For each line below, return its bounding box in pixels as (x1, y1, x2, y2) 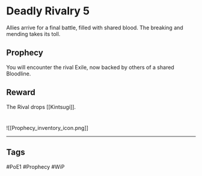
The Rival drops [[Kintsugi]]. (6, 103, 76, 110)
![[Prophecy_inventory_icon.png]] (6, 124, 89, 131)
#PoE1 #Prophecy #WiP (6, 163, 65, 170)
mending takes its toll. (6, 30, 61, 37)
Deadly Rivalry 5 (6, 4, 90, 18)
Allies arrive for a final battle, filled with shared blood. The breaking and (6, 24, 183, 31)
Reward (6, 87, 36, 98)
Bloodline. (6, 70, 31, 77)
